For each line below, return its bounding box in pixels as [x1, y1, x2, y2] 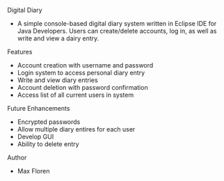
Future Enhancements [7, 104, 70, 112]
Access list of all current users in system [17, 90, 134, 99]
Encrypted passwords [17, 118, 81, 126]
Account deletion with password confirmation [17, 84, 148, 91]
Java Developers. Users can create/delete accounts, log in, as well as [17, 27, 217, 35]
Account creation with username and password [17, 61, 154, 69]
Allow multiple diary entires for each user [17, 125, 136, 133]
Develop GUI [17, 132, 54, 141]
